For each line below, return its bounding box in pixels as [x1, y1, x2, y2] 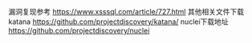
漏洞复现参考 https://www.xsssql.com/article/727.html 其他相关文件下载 [8, 7, 245, 16]
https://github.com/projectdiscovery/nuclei [8, 26, 150, 35]
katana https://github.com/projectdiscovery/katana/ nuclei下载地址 [8, 17, 229, 26]
